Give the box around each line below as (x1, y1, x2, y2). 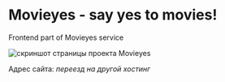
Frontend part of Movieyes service (8, 32, 124, 42)
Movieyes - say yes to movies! (8, 6, 218, 24)
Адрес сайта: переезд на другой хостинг (8, 63, 151, 74)
